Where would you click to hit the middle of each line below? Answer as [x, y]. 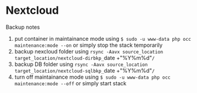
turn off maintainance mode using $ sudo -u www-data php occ [92, 77]
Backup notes [23, 27]
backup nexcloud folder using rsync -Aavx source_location [89, 51]
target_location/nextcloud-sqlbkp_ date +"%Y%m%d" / [85, 70]
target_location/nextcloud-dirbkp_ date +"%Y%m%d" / [85, 58]
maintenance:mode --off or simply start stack [70, 83]
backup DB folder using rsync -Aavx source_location [81, 64]
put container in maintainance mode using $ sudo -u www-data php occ [103, 38]
